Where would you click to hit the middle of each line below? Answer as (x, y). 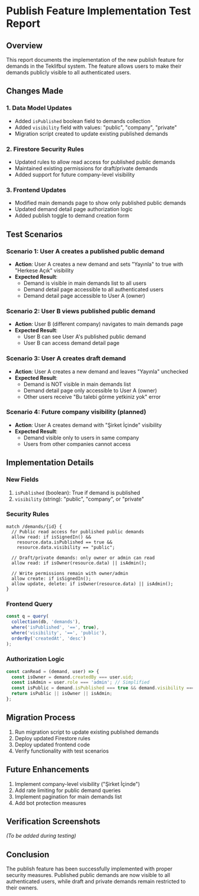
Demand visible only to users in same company (81, 438)
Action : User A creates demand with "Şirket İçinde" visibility (88, 425)
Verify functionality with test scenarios (62, 751)
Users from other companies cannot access (77, 444)
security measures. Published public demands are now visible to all (88, 875)
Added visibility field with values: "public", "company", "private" (96, 127)
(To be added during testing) (41, 836)
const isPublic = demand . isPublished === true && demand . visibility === (103, 688)
